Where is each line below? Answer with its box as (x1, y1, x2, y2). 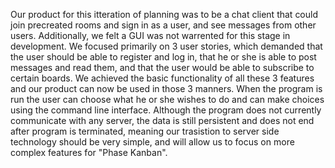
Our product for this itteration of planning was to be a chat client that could (10, 9, 319, 20)
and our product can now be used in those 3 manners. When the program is (10, 83, 323, 94)
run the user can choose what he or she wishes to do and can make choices (10, 94, 325, 105)
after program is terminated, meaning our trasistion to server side (10, 125, 280, 137)
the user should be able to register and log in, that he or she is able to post (10, 51, 317, 63)
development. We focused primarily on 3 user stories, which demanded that (10, 40, 323, 52)
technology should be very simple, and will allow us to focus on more (10, 136, 295, 148)
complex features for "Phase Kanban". (10, 147, 168, 158)
